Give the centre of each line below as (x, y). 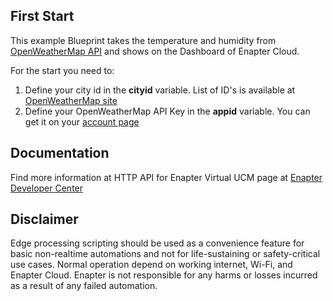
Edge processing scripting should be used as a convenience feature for (157, 243)
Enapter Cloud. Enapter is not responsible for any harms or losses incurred (164, 275)
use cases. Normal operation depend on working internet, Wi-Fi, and (151, 265)
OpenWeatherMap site (71, 100)
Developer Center (47, 188)
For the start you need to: (62, 70)
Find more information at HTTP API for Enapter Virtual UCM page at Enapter (166, 177)
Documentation (60, 153)
